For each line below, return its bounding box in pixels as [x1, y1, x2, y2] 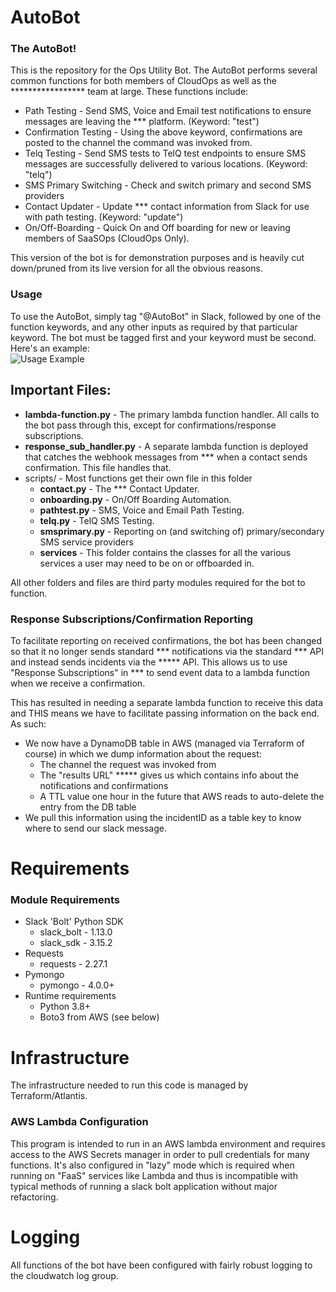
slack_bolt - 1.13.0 [39, 926, 113, 938]
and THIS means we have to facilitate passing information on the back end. [10, 707, 320, 719]
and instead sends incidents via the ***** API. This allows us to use [10, 656, 288, 668]
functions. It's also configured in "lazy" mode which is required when [10, 1159, 295, 1171]
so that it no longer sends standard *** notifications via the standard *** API [10, 645, 325, 657]
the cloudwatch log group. [10, 1269, 119, 1281]
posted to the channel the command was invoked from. [24, 137, 253, 149]
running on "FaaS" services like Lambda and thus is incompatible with [10, 1169, 298, 1181]
